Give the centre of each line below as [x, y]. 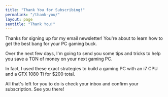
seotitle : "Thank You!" [30, 24]
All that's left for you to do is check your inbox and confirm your [72, 84]
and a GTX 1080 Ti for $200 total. [40, 74]
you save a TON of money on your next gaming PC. [59, 59]
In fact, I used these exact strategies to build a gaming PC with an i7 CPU [82, 69]
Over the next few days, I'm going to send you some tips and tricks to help [83, 54]
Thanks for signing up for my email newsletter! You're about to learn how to [84, 38]
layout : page [19, 19]
